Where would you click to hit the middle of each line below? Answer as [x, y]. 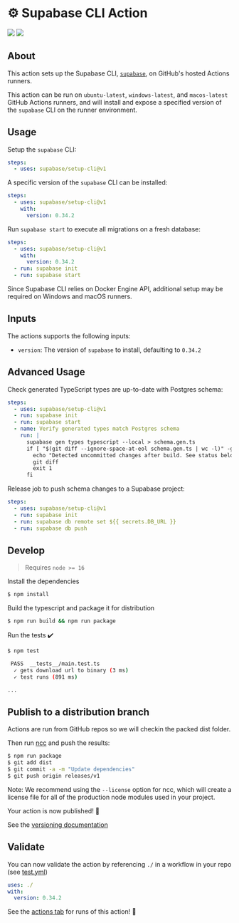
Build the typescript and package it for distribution [81, 608]
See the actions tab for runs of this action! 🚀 [72, 912]
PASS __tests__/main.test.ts [55, 664]
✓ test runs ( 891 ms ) [46, 677]
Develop [26, 550]
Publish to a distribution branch [79, 712]
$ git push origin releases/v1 [54, 776]
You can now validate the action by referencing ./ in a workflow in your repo [119, 864]
